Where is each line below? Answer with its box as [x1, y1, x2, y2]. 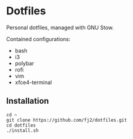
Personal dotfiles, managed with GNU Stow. [6, 24, 114, 31]
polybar [14, 60, 34, 67]
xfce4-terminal [14, 79, 52, 86]
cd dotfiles [6, 122, 36, 128]
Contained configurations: [6, 35, 71, 42]
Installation [6, 96, 49, 106]
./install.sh [6, 127, 39, 134]
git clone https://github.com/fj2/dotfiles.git [6, 117, 128, 123]
